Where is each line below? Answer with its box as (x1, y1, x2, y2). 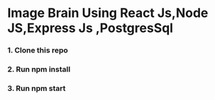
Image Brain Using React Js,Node (7, 5, 209, 21)
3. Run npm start (7, 83, 66, 93)
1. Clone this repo (7, 45, 69, 55)
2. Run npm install (7, 65, 71, 74)
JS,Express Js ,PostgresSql (7, 20, 174, 36)
